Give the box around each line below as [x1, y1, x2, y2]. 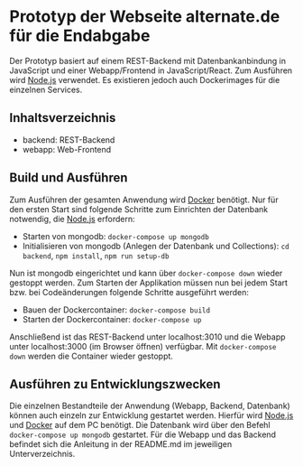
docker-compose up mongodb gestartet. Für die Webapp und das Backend [9, 429, 277, 440]
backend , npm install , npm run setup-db [22, 250, 170, 261]
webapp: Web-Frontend [22, 144, 112, 154]
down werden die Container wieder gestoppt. [9, 350, 174, 361]
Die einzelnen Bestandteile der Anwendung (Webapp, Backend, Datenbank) [9, 400, 290, 412]
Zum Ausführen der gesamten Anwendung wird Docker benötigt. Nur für [9, 194, 279, 205]
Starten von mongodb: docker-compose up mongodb [22, 230, 209, 241]
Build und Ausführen [9, 170, 128, 186]
